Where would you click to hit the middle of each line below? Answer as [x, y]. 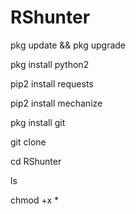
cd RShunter [36, 161]
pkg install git [38, 122]
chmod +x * [34, 200]
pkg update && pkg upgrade [68, 45]
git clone [28, 142]
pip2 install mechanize [56, 103]
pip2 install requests [52, 83]
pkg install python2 [50, 64]
